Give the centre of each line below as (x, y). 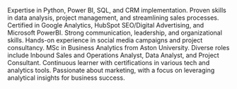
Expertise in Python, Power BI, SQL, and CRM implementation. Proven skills (117, 10)
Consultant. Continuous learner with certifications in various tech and (109, 63)
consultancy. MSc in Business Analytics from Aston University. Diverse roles (118, 48)
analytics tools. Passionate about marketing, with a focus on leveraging (111, 70)
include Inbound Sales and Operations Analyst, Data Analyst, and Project (113, 55)
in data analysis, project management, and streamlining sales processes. (113, 18)
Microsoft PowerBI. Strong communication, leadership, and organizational (115, 32)
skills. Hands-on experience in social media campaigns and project (105, 40)
